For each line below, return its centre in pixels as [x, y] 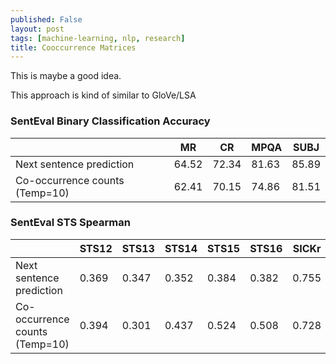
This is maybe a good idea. [66, 76]
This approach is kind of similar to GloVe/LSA [103, 95]
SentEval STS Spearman [70, 223]
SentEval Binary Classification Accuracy [110, 121]
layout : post [37, 29]
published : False [46, 19]
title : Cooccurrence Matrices [73, 47]
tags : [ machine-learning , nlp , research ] [98, 38]
